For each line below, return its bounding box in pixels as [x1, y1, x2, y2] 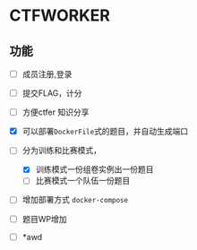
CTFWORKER [9, 5, 110, 26]
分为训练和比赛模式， [21, 145, 101, 156]
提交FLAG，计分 [21, 88, 82, 99]
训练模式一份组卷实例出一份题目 [35, 164, 154, 175]
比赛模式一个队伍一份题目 [35, 176, 131, 186]
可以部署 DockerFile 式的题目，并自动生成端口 [21, 126, 189, 137]
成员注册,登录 [21, 69, 73, 79]
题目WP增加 [21, 213, 67, 224]
